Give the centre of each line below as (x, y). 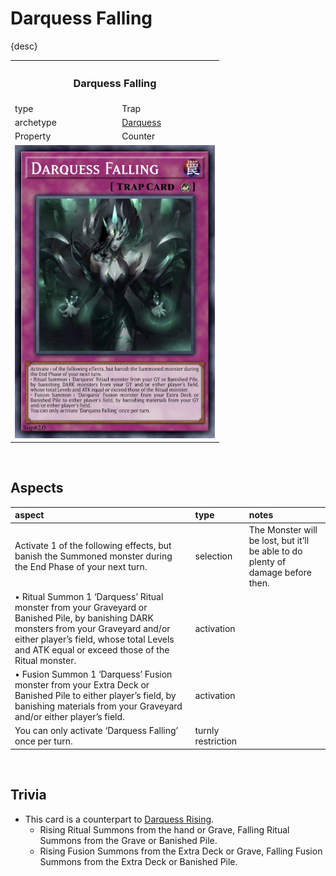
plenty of (267, 561)
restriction (216, 741)
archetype (35, 123)
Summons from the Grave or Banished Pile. (128, 840)
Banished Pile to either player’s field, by (95, 696)
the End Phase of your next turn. (81, 567)
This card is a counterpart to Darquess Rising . (119, 819)
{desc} (24, 46)
